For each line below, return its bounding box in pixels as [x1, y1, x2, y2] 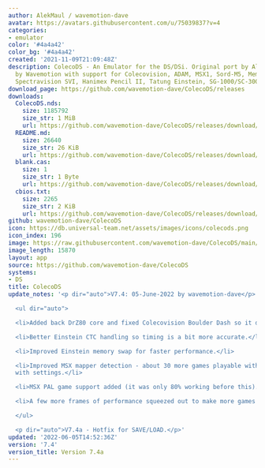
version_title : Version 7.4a [8, 447, 104, 456]
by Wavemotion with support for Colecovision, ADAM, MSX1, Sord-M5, [15, 70, 245, 78]
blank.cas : [15, 159, 51, 167]
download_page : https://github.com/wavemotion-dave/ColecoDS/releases [8, 84, 245, 93]
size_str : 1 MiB [22, 114, 77, 122]
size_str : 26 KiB [22, 144, 80, 152]
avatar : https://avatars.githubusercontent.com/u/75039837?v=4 [8, 19, 221, 27]
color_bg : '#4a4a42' [8, 48, 77, 56]
